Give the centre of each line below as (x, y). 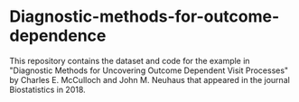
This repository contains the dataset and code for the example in (130, 60)
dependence (58, 36)
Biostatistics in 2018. (47, 89)
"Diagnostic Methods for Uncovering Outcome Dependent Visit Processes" (149, 70)
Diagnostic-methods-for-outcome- (145, 17)
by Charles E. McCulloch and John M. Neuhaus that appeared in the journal (150, 79)
